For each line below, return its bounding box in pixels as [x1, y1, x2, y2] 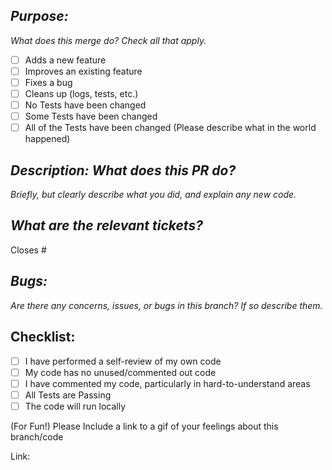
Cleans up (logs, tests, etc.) [24, 88, 139, 99]
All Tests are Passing [24, 389, 112, 401]
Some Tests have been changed [24, 110, 158, 123]
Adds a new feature [24, 54, 107, 66]
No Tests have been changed [24, 99, 147, 111]
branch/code [10, 430, 64, 443]
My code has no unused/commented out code [24, 366, 217, 378]
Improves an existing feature [24, 65, 143, 77]
